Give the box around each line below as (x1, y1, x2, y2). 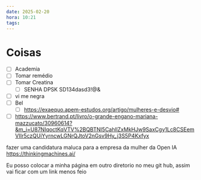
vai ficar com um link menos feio (6, 168, 87, 175)
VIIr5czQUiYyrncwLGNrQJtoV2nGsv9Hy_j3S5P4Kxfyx (14, 132, 149, 139)
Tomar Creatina (14, 79, 53, 86)
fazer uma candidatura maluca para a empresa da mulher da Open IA (6, 144, 177, 151)
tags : (6, 20, 20, 26)
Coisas (6, 45, 42, 59)
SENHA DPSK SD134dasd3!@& (23, 86, 101, 93)
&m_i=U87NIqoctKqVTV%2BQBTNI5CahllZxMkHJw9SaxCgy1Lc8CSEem (14, 126, 195, 133)
